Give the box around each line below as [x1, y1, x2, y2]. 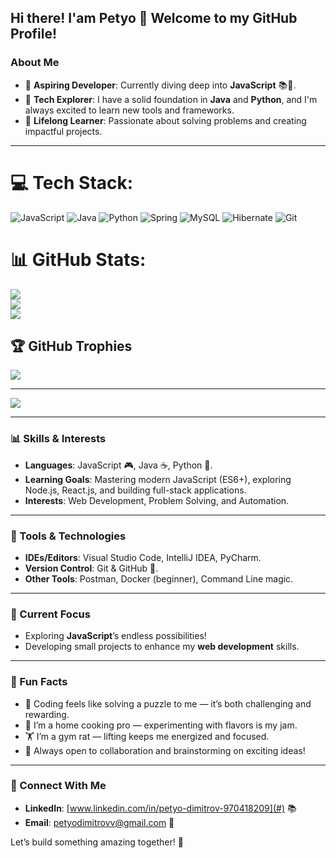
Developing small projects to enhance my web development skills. [24, 641, 300, 653]
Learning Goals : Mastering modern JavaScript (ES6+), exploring [24, 473, 292, 485]
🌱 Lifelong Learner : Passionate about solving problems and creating [24, 114, 307, 126]
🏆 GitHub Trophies [10, 337, 133, 355]
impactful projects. [24, 125, 103, 137]
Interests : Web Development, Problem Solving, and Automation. [24, 494, 290, 506]
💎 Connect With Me [10, 779, 107, 793]
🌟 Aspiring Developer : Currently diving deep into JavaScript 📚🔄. [24, 79, 297, 91]
